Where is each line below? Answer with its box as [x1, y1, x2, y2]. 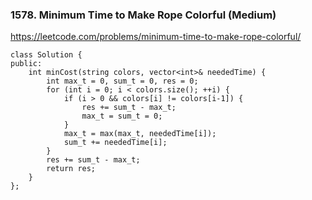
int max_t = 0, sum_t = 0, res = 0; [46, 76, 199, 87]
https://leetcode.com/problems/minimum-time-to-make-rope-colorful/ [10, 31, 302, 43]
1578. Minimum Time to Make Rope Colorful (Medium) [10, 8, 277, 22]
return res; [46, 164, 97, 174]
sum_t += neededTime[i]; [63, 138, 168, 148]
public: [10, 59, 43, 69]
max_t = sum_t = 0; [81, 111, 163, 122]
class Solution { [10, 50, 83, 60]
